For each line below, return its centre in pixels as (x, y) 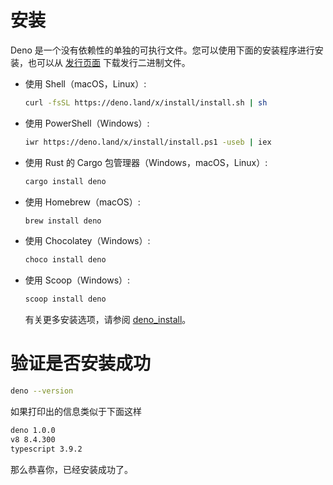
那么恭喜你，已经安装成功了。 (71, 469)
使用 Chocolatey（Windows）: (87, 241)
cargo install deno (65, 181)
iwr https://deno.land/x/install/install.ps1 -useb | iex (148, 142)
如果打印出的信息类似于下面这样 (76, 411)
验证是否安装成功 (81, 363)
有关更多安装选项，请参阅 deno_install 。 (108, 320)
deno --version (42, 391)
